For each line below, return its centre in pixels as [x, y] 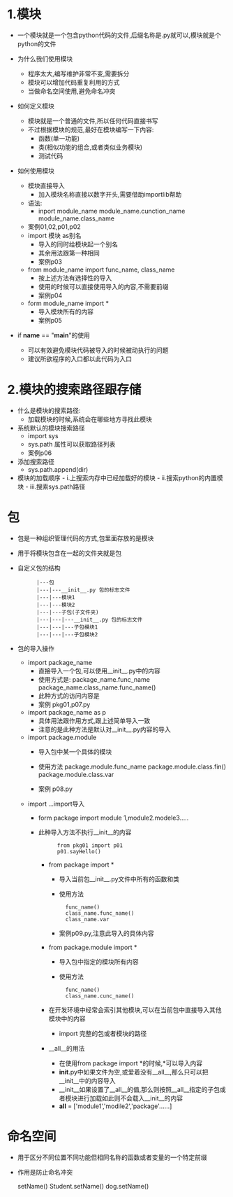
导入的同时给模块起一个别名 [78, 244]
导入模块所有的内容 [66, 311]
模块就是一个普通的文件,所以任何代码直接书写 [93, 120]
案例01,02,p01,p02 [54, 226]
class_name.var [87, 919]
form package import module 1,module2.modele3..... [113, 818]
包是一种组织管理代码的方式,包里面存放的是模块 [85, 538]
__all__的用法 [67, 1048]
